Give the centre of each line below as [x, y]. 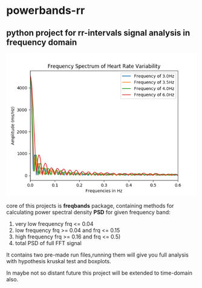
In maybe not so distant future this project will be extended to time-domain [99, 273]
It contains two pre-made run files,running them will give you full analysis [97, 255]
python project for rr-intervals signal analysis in [98, 33]
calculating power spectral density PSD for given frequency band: [88, 212]
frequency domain [42, 42]
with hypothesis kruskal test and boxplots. [59, 261]
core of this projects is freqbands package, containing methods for [90, 206]
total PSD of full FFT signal [48, 243]
